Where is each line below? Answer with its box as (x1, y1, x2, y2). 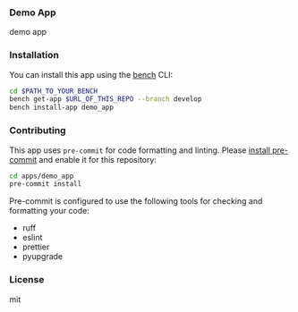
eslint (21, 232, 43, 243)
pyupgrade (21, 251, 64, 262)
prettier (21, 241, 50, 252)
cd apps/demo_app (9, 172, 74, 181)
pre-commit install (9, 180, 82, 189)
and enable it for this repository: (38, 154, 157, 164)
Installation (9, 49, 60, 62)
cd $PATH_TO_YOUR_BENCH (9, 87, 98, 96)
